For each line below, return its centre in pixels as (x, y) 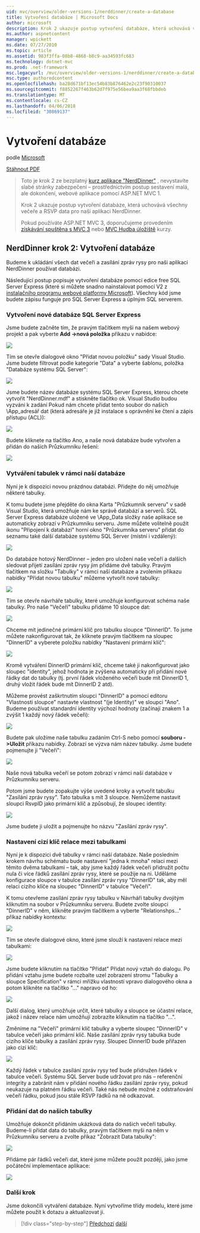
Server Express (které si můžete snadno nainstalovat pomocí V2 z (87, 286)
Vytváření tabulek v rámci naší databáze (66, 473)
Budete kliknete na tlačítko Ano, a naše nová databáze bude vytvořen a (93, 440)
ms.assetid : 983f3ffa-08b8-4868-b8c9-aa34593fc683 (70, 56)
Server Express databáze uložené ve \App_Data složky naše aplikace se (95, 517)
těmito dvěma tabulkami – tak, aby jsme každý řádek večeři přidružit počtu (98, 867)
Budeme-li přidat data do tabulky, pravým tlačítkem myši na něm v (87, 1130)
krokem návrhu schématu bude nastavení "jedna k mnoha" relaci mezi (92, 861)
